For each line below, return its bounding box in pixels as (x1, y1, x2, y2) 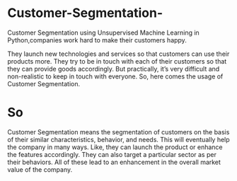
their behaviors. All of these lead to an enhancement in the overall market (7, 158, 221, 166)
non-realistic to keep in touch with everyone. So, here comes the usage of (7, 72, 224, 81)
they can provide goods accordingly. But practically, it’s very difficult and (7, 64, 220, 73)
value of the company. (7, 165, 73, 174)
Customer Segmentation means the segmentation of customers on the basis (7, 127, 230, 136)
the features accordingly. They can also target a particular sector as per (7, 150, 217, 158)
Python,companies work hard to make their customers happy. (7, 35, 187, 44)
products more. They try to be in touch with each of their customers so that (7, 57, 227, 65)
